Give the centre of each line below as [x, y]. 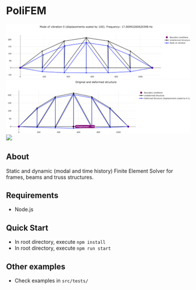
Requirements [32, 195]
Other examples [36, 266]
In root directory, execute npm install [60, 242]
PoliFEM [26, 11]
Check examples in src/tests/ [51, 280]
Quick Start [27, 228]
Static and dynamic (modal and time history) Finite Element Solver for [90, 171]
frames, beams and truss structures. [50, 177]
